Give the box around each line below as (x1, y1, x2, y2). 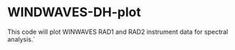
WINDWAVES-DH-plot (7, 4, 141, 20)
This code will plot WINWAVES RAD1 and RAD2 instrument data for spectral (7, 27, 229, 36)
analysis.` (7, 35, 36, 43)
